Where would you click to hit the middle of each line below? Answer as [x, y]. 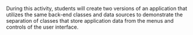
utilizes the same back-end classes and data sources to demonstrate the [94, 15]
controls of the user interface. [42, 27]
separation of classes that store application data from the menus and [90, 21]
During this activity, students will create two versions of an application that [97, 8]
